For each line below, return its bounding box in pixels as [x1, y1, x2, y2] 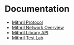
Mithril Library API [11, 30, 49, 35]
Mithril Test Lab [11, 35, 44, 41]
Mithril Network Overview [11, 24, 64, 30]
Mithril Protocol [11, 19, 43, 25]
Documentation [4, 3, 70, 15]
